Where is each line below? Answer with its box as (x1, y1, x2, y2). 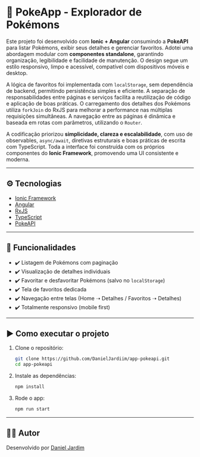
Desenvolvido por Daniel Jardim (6, 444, 85, 451)
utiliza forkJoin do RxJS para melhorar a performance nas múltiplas (6, 106, 173, 113)
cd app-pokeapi (14, 362, 53, 368)
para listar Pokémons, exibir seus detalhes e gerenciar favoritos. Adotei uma (6, 44, 193, 51)
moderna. (6, 156, 30, 163)
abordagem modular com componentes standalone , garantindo (6, 50, 164, 57)
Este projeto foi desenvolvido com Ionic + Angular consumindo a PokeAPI (6, 38, 189, 45)
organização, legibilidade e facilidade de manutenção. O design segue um (6, 57, 188, 64)
